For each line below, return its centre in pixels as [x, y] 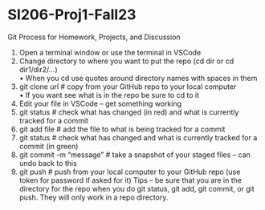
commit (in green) [49, 146]
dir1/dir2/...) [38, 69]
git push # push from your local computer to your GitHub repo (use [130, 172]
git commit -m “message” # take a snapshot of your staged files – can [135, 155]
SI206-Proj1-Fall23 [72, 15]
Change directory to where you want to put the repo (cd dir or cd [126, 61]
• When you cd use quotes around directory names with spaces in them [138, 78]
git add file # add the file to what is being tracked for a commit [122, 129]
